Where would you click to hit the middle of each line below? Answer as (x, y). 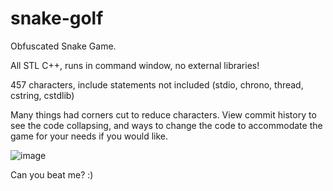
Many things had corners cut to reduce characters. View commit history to (163, 114)
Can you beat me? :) (52, 174)
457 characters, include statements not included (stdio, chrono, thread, (157, 84)
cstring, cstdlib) (42, 95)
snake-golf (57, 18)
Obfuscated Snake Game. (63, 46)
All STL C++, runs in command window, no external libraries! (135, 65)
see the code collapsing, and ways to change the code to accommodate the (166, 125)
